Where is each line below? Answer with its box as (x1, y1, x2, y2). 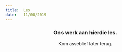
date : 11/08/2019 (5, 12, 47, 17)
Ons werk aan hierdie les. (53, 29, 118, 36)
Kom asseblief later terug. (58, 40, 113, 46)
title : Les (5, 7, 30, 13)
